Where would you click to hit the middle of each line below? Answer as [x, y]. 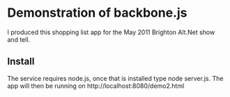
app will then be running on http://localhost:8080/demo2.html [96, 86]
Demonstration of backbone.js [97, 13]
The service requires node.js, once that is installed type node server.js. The [115, 78]
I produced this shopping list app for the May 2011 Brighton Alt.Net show [111, 32]
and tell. [19, 39]
